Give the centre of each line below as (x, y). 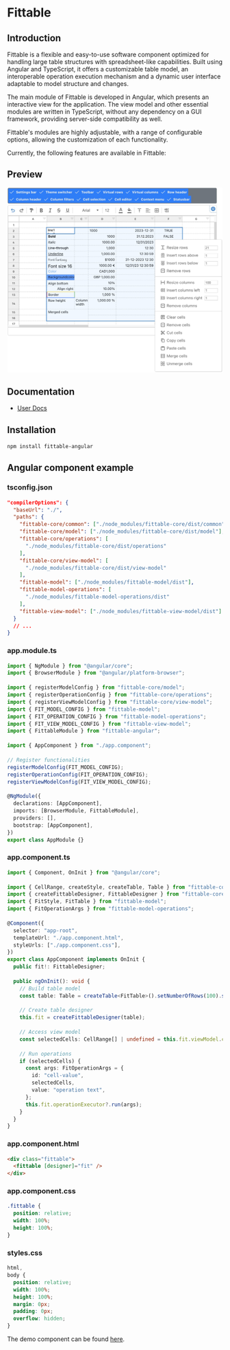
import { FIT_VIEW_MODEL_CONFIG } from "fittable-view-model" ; (99, 724)
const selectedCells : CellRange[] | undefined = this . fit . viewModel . (121, 1039)
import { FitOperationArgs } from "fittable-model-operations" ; (101, 909)
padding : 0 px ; (33, 1312)
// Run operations (46, 1054)
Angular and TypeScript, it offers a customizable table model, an (98, 69)
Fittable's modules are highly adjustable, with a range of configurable (105, 132)
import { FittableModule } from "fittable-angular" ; (84, 731)
